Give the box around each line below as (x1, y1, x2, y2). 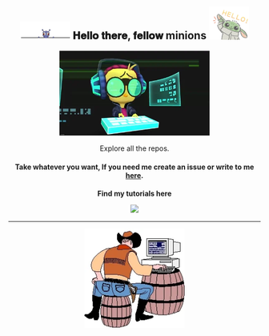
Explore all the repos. (99, 144, 170, 153)
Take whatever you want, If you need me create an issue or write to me (14, 162, 255, 172)
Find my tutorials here (97, 188, 172, 199)
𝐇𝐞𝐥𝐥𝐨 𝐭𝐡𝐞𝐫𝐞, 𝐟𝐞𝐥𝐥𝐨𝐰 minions (72, 29, 207, 43)
